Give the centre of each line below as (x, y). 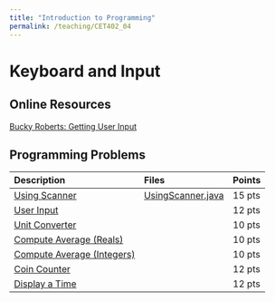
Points (247, 180)
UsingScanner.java (184, 196)
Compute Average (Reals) (69, 239)
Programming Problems (78, 155)
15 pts (247, 196)
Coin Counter (42, 269)
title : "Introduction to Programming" (82, 18)
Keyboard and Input (85, 71)
